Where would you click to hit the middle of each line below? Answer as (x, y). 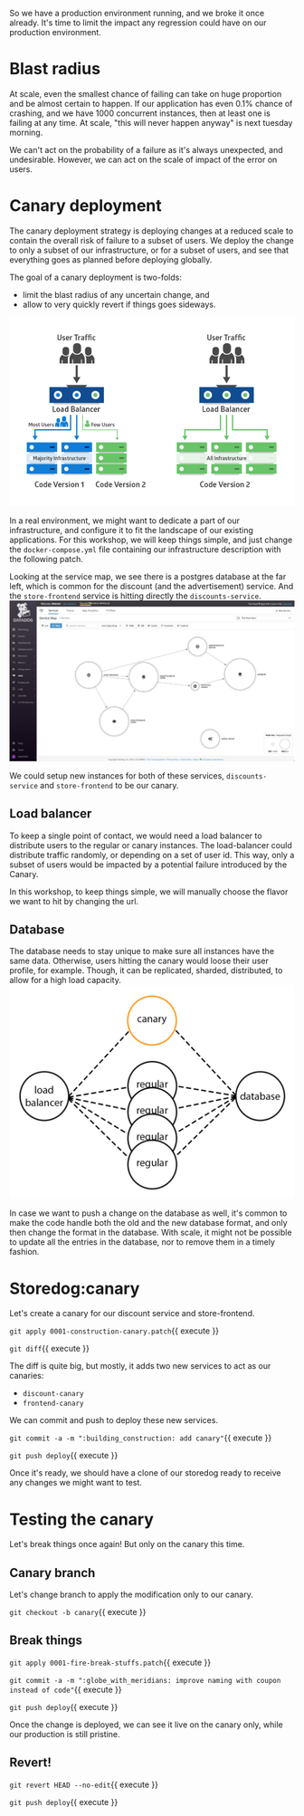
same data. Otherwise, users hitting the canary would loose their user (139, 961)
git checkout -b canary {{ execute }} (78, 1612)
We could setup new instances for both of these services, (117, 775)
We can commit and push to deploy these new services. (114, 1420)
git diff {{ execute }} (50, 1349)
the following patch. (47, 559)
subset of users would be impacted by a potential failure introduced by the (148, 865)
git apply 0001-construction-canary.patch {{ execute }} (114, 1331)
